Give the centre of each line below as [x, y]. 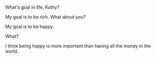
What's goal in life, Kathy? [32, 7]
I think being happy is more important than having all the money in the [78, 46]
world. [12, 51]
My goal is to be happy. [30, 26]
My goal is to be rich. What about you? [46, 17]
